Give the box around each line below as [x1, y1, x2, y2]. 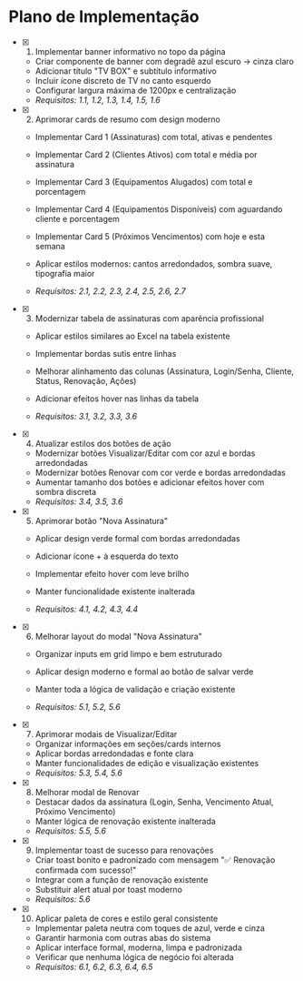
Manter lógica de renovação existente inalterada [34, 815, 217, 826]
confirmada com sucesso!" [34, 865, 137, 875]
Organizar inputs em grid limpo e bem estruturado [34, 648, 223, 659]
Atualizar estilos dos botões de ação [34, 438, 171, 449]
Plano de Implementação [8, 6, 200, 27]
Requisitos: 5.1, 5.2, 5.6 [34, 701, 121, 712]
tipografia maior [34, 268, 95, 278]
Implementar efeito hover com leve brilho [34, 568, 190, 579]
